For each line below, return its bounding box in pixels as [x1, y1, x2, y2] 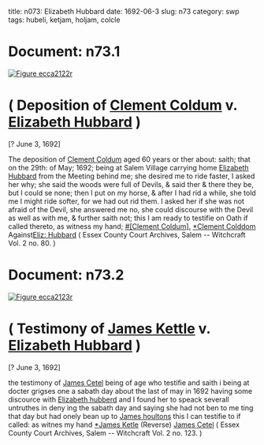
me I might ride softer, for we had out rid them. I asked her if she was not [8, 196, 244, 206]
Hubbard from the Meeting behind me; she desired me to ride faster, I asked [8, 171, 255, 181]
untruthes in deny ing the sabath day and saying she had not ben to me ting [8, 402, 254, 413]
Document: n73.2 [8, 266, 125, 284]
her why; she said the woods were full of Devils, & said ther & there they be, [8, 179, 254, 189]
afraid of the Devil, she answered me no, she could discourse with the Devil [8, 204, 254, 214]
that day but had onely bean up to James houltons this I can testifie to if [8, 411, 241, 421]
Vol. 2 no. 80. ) [8, 238, 57, 248]
